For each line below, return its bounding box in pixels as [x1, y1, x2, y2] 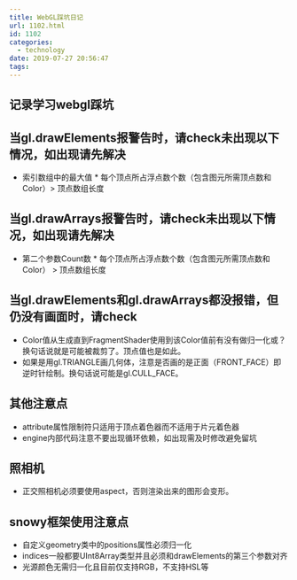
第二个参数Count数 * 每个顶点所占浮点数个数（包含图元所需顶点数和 [21, 253, 270, 264]
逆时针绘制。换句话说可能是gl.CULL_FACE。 [21, 367, 184, 378]
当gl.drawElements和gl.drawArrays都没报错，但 [9, 293, 279, 308]
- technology [17, 46, 66, 55]
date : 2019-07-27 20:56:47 [9, 54, 109, 63]
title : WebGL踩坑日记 [9, 12, 84, 22]
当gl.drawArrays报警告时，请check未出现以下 [9, 212, 264, 227]
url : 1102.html [9, 21, 66, 30]
